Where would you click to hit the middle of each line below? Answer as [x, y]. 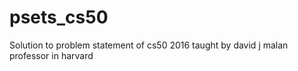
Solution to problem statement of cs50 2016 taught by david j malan [149, 45]
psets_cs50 [59, 17]
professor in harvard [51, 55]
